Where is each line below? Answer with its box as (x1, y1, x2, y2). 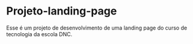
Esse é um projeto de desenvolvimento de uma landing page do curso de (6, 24, 188, 31)
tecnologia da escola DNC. (6, 30, 73, 37)
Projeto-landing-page (6, 4, 117, 18)
